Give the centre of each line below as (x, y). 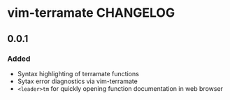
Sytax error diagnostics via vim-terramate (77, 81)
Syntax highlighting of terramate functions (78, 73)
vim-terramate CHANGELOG (91, 13)
